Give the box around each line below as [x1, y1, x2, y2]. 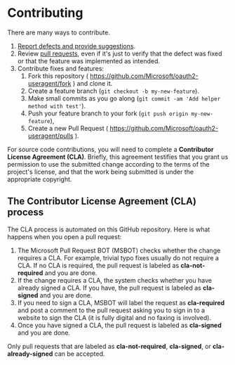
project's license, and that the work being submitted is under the [7, 167, 194, 176]
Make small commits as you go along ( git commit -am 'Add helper [27, 94, 221, 103]
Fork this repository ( [27, 72, 89, 80]
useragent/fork [27, 79, 72, 87]
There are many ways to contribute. [7, 28, 111, 37]
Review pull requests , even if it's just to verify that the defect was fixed [17, 49, 222, 58]
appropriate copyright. [7, 174, 72, 184]
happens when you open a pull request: [7, 232, 122, 241]
